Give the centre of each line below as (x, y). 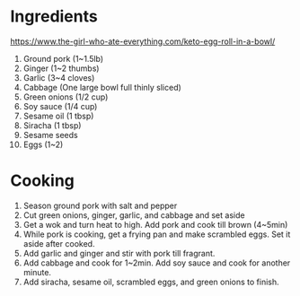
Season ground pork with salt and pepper (100, 205)
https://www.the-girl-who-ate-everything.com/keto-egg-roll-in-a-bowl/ (143, 41)
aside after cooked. (59, 243)
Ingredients (54, 17)
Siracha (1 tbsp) (52, 125)
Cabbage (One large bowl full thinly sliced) (102, 87)
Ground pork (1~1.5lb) (63, 58)
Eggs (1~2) (43, 144)
